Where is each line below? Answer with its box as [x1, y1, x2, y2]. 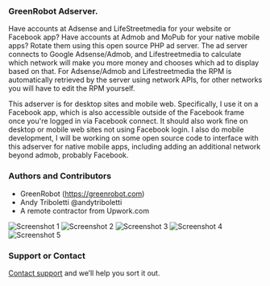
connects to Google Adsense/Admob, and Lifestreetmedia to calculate [8, 50, 242, 59]
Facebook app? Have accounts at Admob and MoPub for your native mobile [8, 32, 260, 42]
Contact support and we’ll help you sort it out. [8, 268, 160, 278]
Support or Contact [8, 250, 86, 261]
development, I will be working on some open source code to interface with [8, 133, 260, 143]
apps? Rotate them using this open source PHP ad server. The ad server [8, 41, 248, 51]
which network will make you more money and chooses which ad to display [8, 58, 260, 67]
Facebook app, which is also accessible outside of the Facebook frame [8, 108, 244, 117]
